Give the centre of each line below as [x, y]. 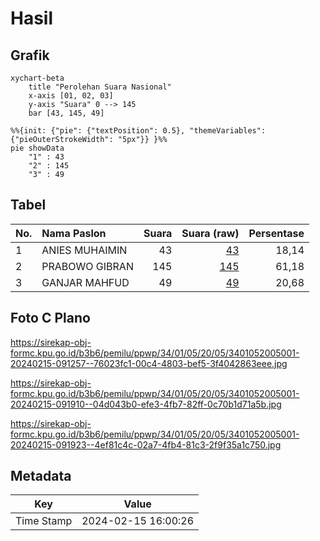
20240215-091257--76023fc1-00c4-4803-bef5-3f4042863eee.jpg [149, 363]
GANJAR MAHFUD [85, 282]
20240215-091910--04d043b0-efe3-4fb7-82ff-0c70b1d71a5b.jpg [146, 404]
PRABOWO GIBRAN [87, 266]
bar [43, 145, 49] [66, 113]
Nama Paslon [74, 233]
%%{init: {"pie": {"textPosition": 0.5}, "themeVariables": [138, 131]
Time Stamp [44, 521]
